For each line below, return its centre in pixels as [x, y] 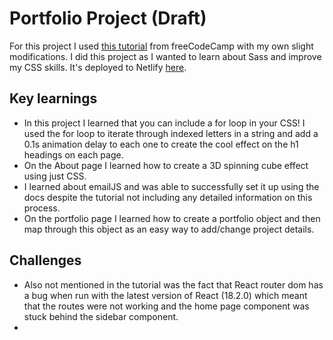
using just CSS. [55, 176]
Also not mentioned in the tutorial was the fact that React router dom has [173, 284]
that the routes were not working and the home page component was [166, 306]
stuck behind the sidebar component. [101, 316]
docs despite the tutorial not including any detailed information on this [168, 197]
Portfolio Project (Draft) [108, 18]
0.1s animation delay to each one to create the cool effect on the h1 [161, 144]
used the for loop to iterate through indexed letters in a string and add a [171, 133]
